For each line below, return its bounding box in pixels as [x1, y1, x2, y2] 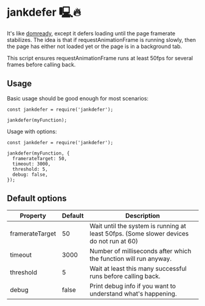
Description [125, 211, 160, 220]
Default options [7, 193, 67, 204]
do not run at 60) [89, 237, 139, 245]
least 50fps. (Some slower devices [89, 229, 189, 238]
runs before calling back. [89, 272, 161, 280]
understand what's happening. [89, 289, 177, 297]
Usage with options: [7, 128, 57, 135]
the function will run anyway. [89, 254, 172, 263]
